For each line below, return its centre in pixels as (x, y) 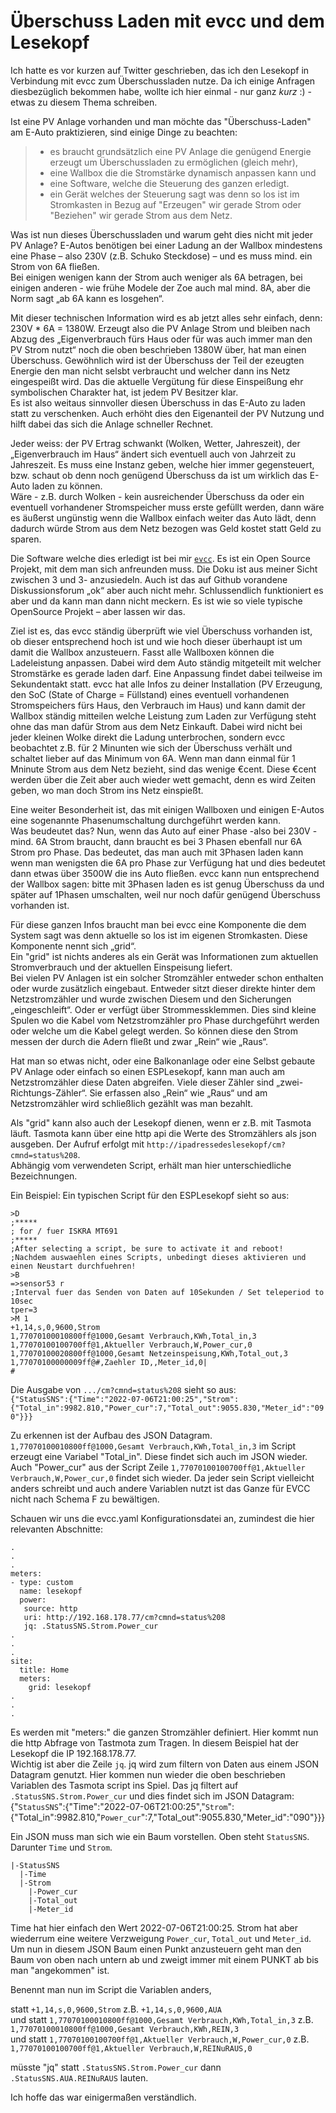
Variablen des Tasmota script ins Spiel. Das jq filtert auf (124, 1785)
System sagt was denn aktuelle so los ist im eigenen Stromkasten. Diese (159, 935)
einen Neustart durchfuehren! (73, 1266)
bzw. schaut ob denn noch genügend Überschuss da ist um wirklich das (159, 475)
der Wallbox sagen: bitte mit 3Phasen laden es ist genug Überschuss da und (167, 884)
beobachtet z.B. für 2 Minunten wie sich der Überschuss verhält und (151, 747)
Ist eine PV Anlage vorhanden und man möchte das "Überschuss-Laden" (161, 121)
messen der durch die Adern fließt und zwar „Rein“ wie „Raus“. (139, 1041)
